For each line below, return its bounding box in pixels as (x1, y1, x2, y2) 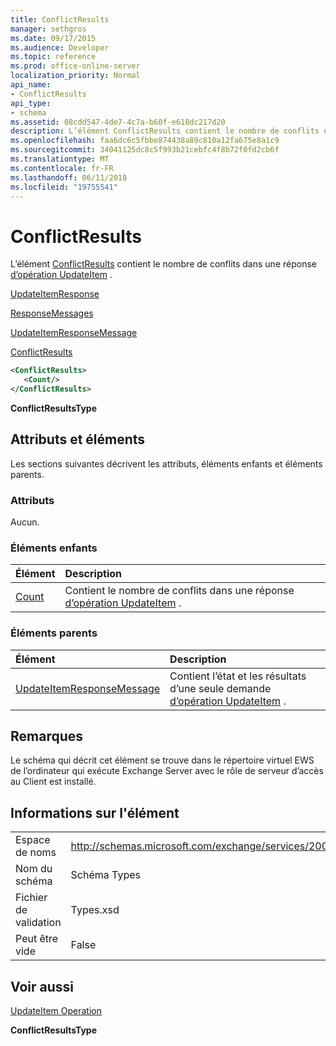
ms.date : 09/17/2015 (10, 33, 97, 43)
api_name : (10, 80, 52, 90)
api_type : (10, 98, 52, 108)
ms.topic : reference (10, 52, 97, 62)
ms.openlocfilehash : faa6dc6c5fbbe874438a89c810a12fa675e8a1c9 (10, 136, 280, 146)
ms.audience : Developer (10, 42, 110, 53)
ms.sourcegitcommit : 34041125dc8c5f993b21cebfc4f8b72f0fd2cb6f (10, 145, 280, 155)
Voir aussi (10, 978, 74, 995)
